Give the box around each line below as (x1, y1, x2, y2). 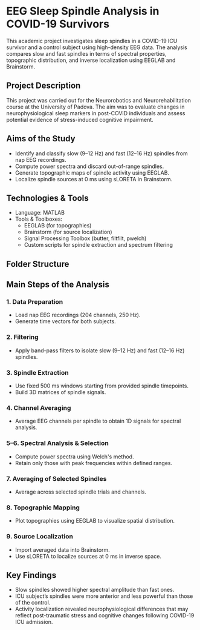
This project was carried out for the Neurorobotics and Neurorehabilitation (6, 96, 192, 104)
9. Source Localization (6, 532, 74, 541)
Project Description (6, 81, 81, 91)
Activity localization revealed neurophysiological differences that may (15, 605, 189, 613)
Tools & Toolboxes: (15, 215, 62, 223)
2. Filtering (6, 333, 39, 341)
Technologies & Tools (6, 193, 89, 203)
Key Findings (6, 570, 57, 580)
